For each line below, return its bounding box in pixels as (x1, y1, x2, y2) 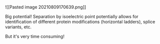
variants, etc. (5, 24, 32, 30)
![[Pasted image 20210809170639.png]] (5, 4, 86, 10)
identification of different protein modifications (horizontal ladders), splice (5, 19, 156, 24)
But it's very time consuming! (5, 34, 65, 39)
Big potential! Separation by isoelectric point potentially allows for (5, 14, 139, 19)
